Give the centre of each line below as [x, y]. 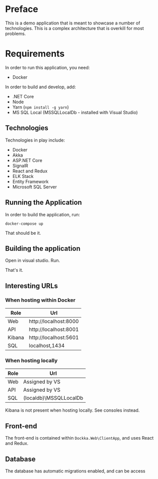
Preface [22, 9]
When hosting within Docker [40, 300]
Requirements [35, 54]
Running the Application [44, 203]
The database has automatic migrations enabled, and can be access [75, 471]
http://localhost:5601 [54, 337]
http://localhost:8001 [54, 329]
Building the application [43, 248]
